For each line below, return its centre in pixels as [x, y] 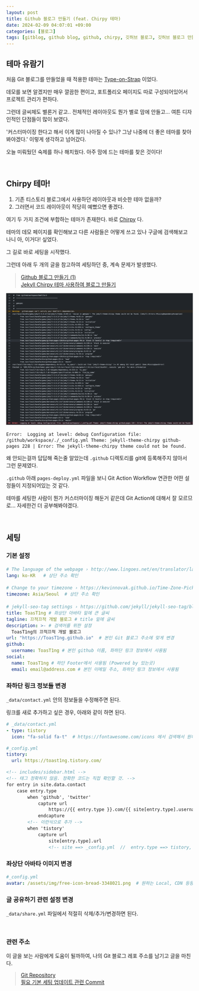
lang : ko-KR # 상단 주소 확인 [42, 575]
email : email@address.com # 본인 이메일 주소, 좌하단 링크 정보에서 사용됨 [95, 669]
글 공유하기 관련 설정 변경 [40, 900]
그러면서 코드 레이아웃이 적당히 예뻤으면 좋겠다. [69, 206]
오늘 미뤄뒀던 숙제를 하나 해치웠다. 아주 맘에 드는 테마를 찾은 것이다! [84, 152]
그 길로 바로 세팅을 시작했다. [38, 251]
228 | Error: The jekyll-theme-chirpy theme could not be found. [104, 447]
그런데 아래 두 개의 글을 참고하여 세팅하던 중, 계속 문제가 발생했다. [82, 265]
